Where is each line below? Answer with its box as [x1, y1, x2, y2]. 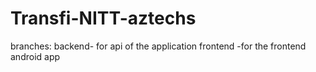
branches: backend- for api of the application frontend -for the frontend [10, 40, 307, 52]
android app [10, 50, 61, 62]
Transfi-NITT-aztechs [10, 7, 197, 30]
